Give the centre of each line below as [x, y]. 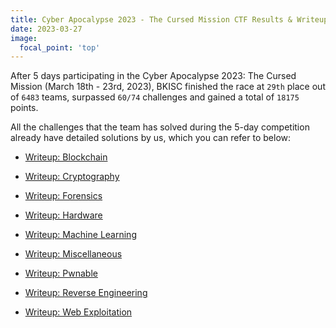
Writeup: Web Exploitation [78, 312]
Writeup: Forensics [63, 196]
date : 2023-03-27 [46, 29]
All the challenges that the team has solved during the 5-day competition [160, 127]
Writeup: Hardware [63, 215]
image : [24, 38]
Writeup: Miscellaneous [73, 254]
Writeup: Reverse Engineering [86, 293]
